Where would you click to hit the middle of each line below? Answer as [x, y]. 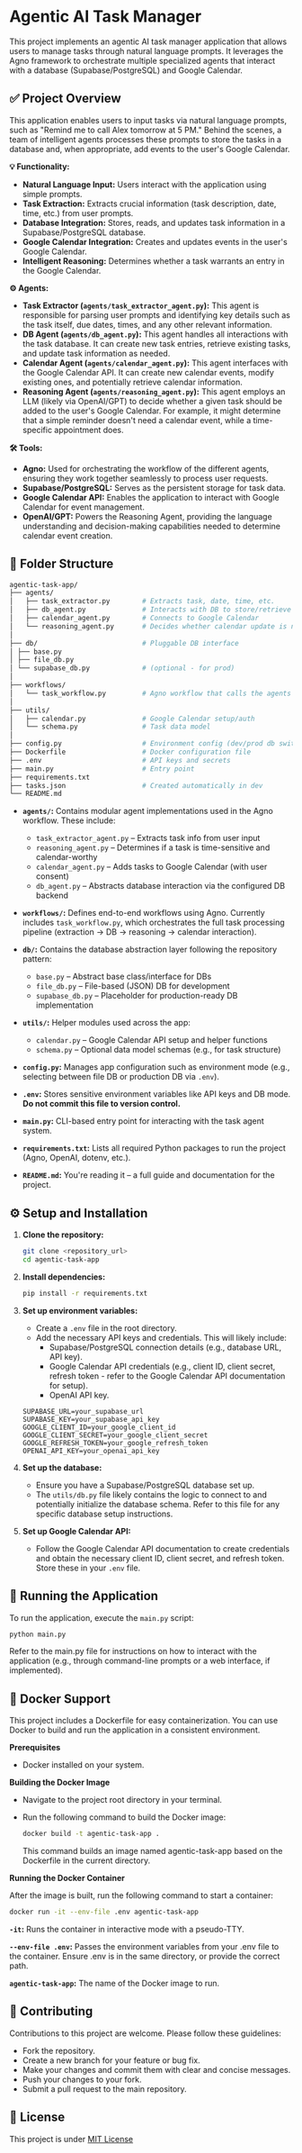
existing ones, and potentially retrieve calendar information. [132, 382]
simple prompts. [52, 194]
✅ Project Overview [65, 99]
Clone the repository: [63, 1235]
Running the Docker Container [67, 1878]
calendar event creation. [67, 535]
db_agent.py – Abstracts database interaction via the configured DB [160, 886]
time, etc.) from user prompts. [78, 213]
